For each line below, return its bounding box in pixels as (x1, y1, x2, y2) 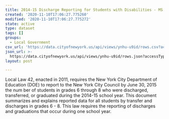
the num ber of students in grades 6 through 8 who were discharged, (5, 87, 148, 93)
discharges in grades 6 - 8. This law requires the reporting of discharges (5, 103, 156, 109)
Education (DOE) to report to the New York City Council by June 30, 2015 (5, 82, 157, 88)
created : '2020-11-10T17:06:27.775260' (5, 12, 89, 17)
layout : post (5, 58, 33, 63)
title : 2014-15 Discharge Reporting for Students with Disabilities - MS (5, 7, 163, 12)
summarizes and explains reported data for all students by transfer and (5, 98, 152, 104)
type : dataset (5, 26, 35, 31)
